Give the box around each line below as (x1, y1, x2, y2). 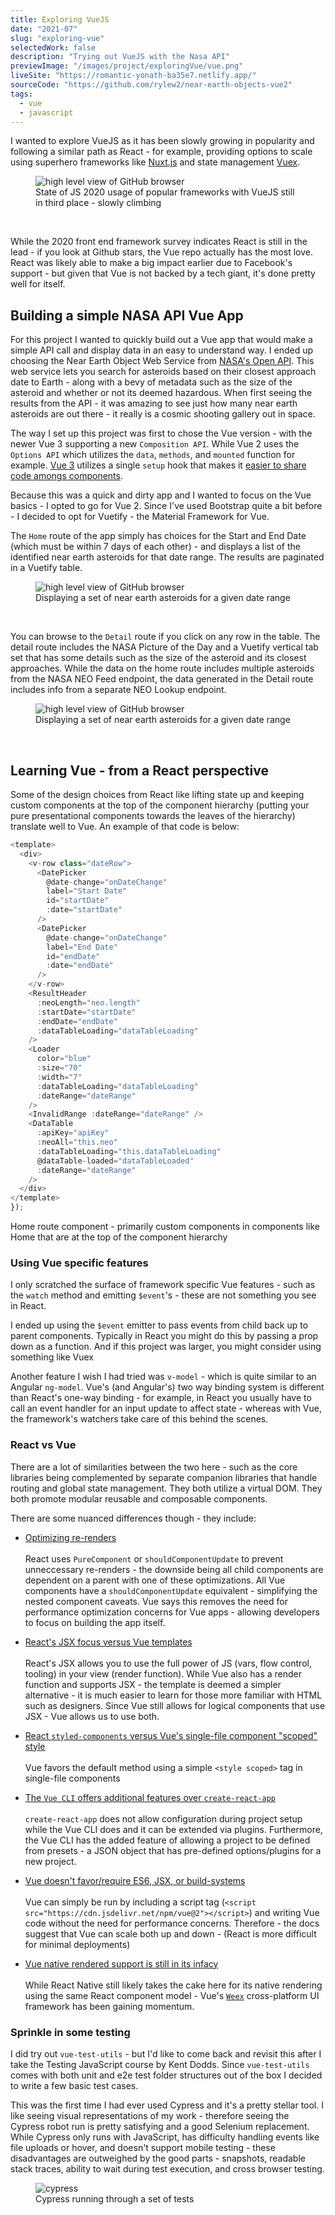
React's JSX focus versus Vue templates (24, 1636, 193, 1648)
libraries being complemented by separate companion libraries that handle (10, 1471, 318, 1483)
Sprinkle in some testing (10, 2025, 131, 2039)
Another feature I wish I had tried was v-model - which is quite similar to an (10, 1371, 317, 1383)
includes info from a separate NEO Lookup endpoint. (10, 684, 227, 696)
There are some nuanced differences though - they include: (10, 1512, 257, 1524)
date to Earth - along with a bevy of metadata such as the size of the (10, 376, 293, 388)
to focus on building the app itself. (24, 1616, 166, 1628)
